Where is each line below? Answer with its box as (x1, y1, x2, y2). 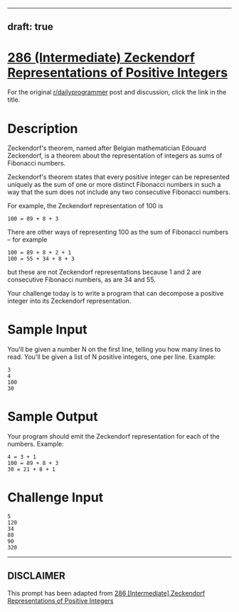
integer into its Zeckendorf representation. (7, 296, 132, 306)
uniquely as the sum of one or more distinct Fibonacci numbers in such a (7, 181, 221, 189)
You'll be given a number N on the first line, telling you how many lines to (7, 345, 221, 354)
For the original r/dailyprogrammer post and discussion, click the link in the (7, 88, 227, 97)
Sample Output (7, 409, 98, 425)
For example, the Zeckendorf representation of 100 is (7, 202, 164, 210)
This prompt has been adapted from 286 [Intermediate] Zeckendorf (7, 589, 205, 597)
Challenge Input (7, 490, 104, 505)
